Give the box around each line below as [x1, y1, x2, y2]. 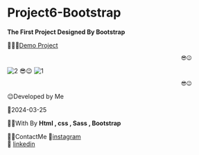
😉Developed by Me [7, 92, 64, 100]
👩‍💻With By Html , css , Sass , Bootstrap [7, 119, 121, 127]
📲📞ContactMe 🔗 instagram [7, 132, 81, 140]
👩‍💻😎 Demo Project [7, 41, 58, 49]
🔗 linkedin [7, 140, 35, 148]
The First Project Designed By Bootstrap [7, 28, 126, 36]
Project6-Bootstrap [7, 5, 121, 21]
